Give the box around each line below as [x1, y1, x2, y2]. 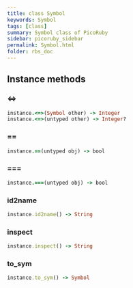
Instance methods [7, 73, 86, 86]
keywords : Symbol [7, 16, 57, 23]
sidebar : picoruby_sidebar [7, 36, 84, 42]
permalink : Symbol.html [7, 42, 75, 49]
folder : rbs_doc [7, 49, 53, 55]
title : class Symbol [7, 10, 66, 17]
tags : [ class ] [7, 23, 48, 29]
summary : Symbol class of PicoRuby [7, 29, 108, 36]
